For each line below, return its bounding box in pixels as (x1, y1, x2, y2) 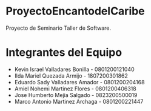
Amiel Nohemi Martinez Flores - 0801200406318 (14, 85, 137, 92)
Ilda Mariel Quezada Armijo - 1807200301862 (14, 72, 129, 79)
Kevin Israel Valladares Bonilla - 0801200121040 (14, 66, 135, 73)
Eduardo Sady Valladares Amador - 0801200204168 (14, 78, 145, 86)
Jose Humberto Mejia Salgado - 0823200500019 (14, 91, 138, 98)
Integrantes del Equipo (5, 45, 122, 59)
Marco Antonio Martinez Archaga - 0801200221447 (14, 98, 144, 105)
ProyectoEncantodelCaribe (5, 4, 145, 18)
